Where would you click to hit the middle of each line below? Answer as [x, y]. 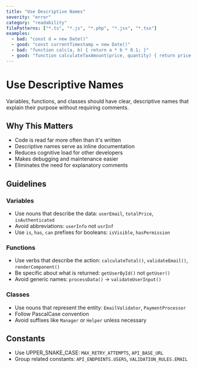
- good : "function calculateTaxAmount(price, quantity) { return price [101, 56]
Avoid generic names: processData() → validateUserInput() [88, 279]
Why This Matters [40, 126]
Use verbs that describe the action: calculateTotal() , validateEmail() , [101, 260]
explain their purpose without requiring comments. [68, 108]
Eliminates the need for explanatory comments [71, 165]
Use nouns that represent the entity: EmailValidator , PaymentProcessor [100, 307]
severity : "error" [29, 17]
